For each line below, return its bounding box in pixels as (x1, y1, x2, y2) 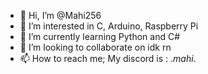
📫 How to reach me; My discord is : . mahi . (19, 53, 197, 64)
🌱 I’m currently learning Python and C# (19, 31, 181, 42)
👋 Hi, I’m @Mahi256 (19, 10, 102, 21)
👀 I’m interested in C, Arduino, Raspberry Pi (19, 20, 199, 32)
